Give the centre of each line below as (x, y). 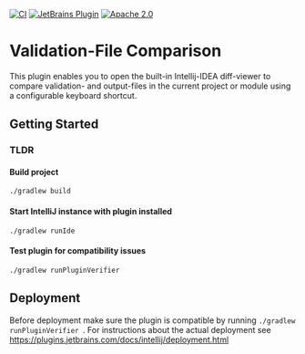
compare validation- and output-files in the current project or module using (150, 86)
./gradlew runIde (42, 231)
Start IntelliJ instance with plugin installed (91, 212)
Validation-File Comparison (116, 51)
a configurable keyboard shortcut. (73, 95)
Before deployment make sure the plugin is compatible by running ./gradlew (152, 320)
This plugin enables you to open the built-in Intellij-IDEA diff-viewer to (140, 76)
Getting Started (54, 125)
